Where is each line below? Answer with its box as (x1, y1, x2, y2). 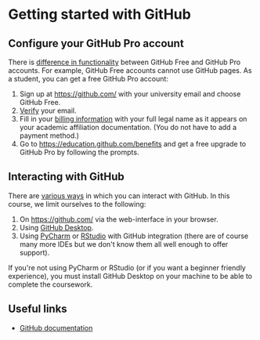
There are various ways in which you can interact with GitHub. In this (8, 190, 230, 201)
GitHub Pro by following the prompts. (19, 147, 139, 157)
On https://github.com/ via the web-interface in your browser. (19, 214, 218, 224)
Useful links (8, 302, 68, 316)
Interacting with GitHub (8, 170, 125, 183)
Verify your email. (19, 106, 77, 115)
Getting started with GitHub (8, 5, 192, 24)
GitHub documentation (19, 323, 93, 332)
